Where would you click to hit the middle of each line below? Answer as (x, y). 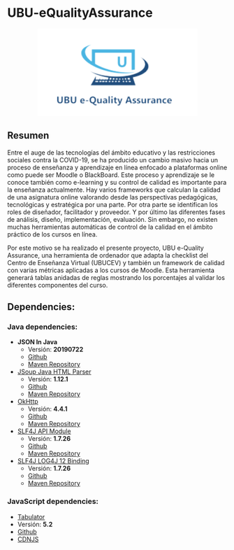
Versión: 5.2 (35, 524)
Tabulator (31, 516)
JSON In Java (37, 342)
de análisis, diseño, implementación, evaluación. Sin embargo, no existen (112, 219)
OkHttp (28, 402)
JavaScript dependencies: (53, 502)
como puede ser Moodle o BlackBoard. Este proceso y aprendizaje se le (111, 175)
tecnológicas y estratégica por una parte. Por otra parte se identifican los (113, 204)
